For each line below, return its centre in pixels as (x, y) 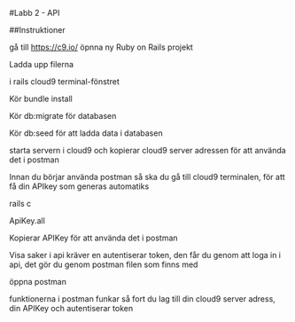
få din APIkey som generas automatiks (79, 186)
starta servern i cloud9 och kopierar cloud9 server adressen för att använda (147, 150)
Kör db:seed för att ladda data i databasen (86, 133)
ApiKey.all (27, 220)
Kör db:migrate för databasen (63, 116)
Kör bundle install (41, 98)
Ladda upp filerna (41, 64)
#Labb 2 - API (35, 13)
